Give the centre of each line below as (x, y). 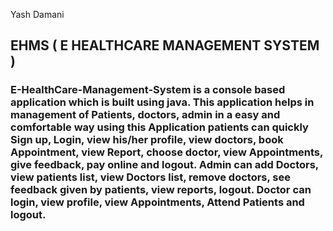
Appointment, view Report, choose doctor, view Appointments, (166, 152)
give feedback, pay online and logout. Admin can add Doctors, (164, 165)
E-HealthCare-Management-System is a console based (148, 90)
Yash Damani (37, 14)
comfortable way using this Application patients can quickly (159, 127)
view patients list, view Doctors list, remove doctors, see (151, 177)
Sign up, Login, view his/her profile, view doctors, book (147, 140)
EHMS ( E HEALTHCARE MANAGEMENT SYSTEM (165, 45)
